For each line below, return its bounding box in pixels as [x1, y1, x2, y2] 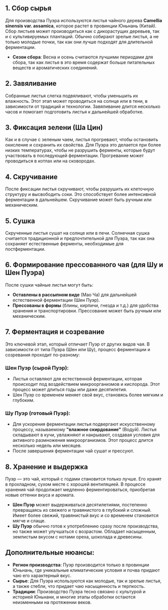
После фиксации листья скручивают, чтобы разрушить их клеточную [5, 186, 154, 192]
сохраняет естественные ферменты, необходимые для [5, 241, 124, 247]
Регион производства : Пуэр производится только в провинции [12, 562, 149, 568]
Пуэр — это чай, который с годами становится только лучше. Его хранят [5, 476, 162, 482]
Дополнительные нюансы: [5, 549, 94, 557]
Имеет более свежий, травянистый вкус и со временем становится [12, 512, 159, 518]
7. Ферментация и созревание [5, 327, 105, 336]
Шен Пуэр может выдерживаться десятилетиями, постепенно [12, 502, 147, 508]
